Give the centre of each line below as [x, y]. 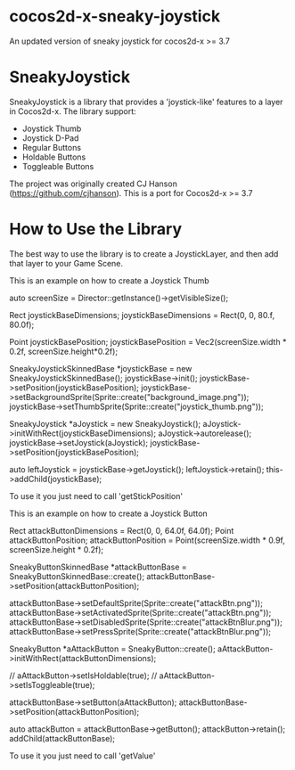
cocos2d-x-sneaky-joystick [115, 16]
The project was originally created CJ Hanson [94, 184]
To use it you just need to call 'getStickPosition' [96, 496]
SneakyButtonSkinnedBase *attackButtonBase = [98, 567]
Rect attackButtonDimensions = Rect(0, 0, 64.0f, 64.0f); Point [122, 530]
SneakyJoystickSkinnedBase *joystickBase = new [101, 368]
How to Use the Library [96, 229]
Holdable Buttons [54, 157]
